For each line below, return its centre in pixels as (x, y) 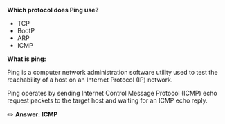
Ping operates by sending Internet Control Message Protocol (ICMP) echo (112, 93)
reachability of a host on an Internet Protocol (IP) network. (90, 80)
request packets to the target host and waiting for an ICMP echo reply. (107, 100)
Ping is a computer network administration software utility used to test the (112, 72)
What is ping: (27, 59)
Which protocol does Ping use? (53, 10)
